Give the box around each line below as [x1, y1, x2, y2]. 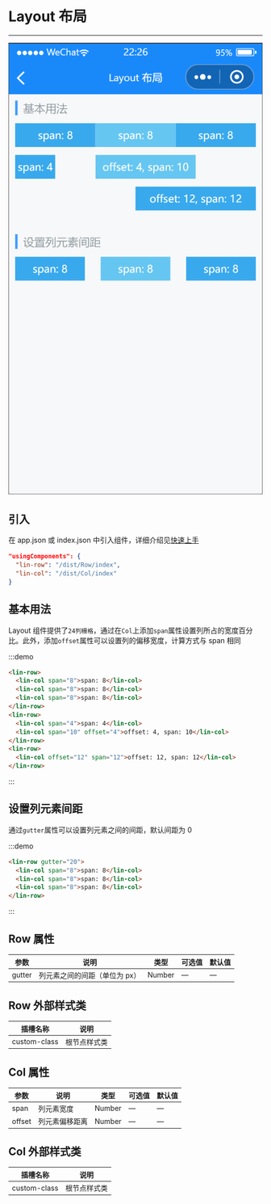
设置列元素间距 [8, 802, 83, 816]
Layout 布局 [8, 7, 87, 26]
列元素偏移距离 [38, 1117, 89, 1126]
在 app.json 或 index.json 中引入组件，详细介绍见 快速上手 [8, 535, 199, 545]
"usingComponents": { [8, 553, 81, 561]
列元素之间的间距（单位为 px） [39, 970, 141, 980]
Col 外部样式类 [8, 1145, 82, 1159]
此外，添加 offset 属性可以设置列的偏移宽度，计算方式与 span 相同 [22, 635, 242, 645]
